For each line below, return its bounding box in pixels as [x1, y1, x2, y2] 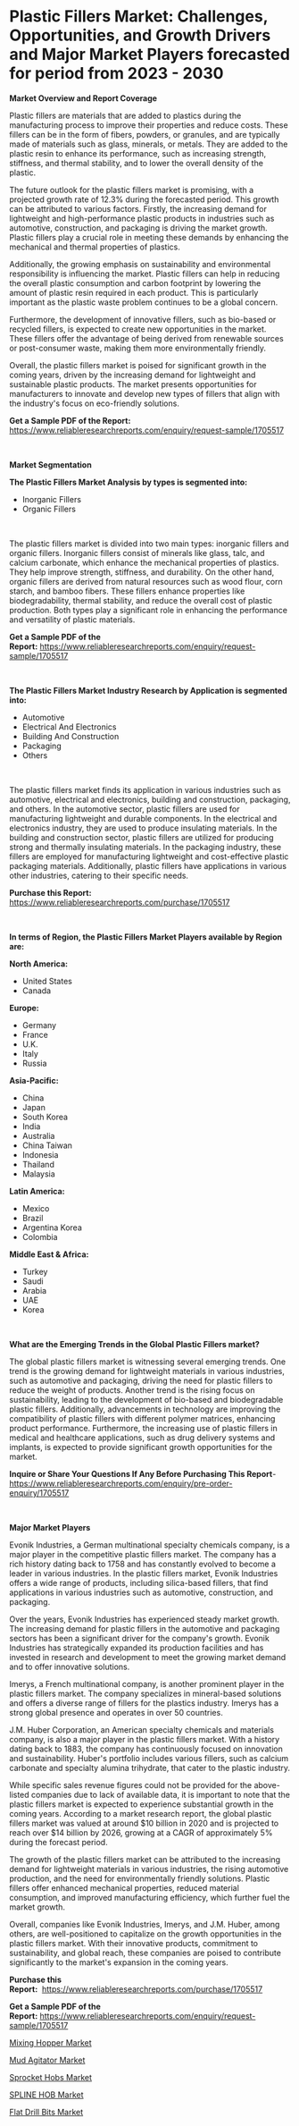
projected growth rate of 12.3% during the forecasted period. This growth [9, 194, 279, 205]
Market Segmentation [9, 459, 92, 470]
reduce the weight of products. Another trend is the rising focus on [9, 1384, 256, 1396]
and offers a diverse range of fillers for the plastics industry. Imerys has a [9, 1697, 279, 1708]
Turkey [21, 1266, 48, 1277]
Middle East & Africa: [9, 1249, 89, 1260]
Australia [21, 1130, 55, 1141]
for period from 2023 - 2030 [9, 63, 224, 84]
